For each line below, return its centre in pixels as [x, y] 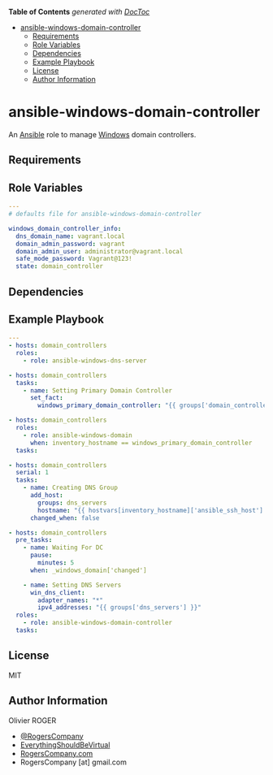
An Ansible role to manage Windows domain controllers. [102, 134]
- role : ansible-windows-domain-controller [98, 623]
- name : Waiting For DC [63, 548]
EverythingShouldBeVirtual [65, 745]
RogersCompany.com [56, 753]
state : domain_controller [60, 266]
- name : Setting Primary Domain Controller [98, 390]
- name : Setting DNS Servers [72, 585]
